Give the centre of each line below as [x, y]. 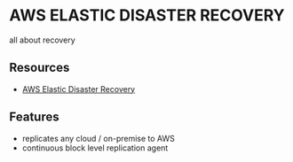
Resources [40, 68]
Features [34, 117]
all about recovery [42, 40]
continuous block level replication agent [95, 148]
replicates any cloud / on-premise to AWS [99, 138]
